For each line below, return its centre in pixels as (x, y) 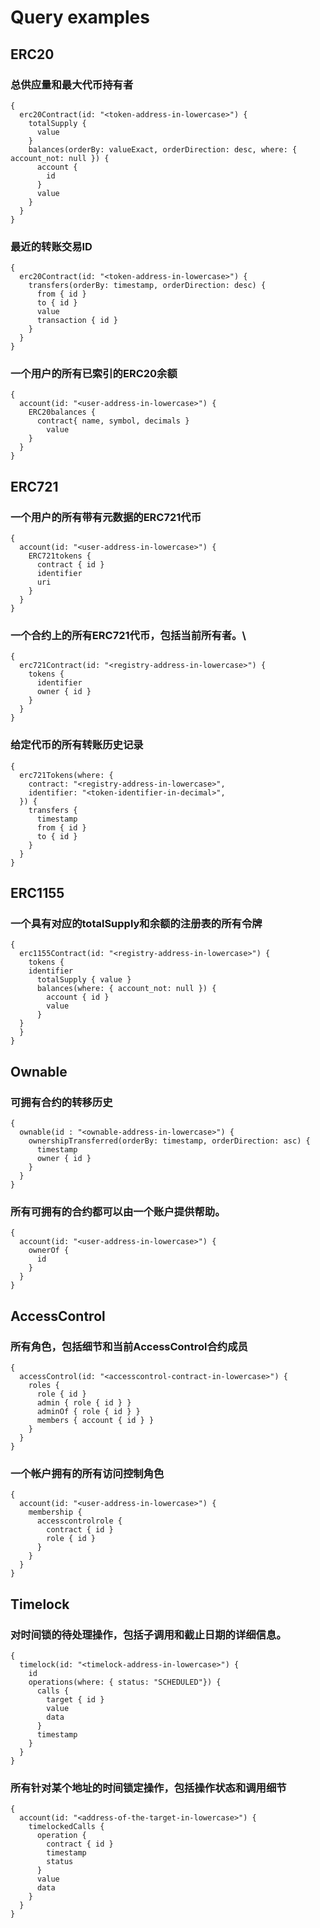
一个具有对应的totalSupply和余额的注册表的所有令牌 (136, 924)
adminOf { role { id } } (88, 1412)
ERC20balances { (62, 412)
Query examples (80, 17)
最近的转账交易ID (51, 246)
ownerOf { (49, 1251)
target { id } (75, 1700)
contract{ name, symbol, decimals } (113, 421)
